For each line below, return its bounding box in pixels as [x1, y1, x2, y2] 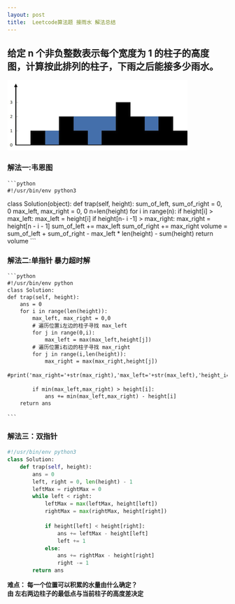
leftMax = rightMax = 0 [32, 485, 101, 492]
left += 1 [57, 537, 86, 544]
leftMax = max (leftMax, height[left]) [44, 500, 158, 508]
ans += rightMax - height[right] [57, 552, 155, 559]
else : [44, 544, 61, 552]
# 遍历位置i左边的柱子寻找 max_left [32, 322, 127, 329]
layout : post [7, 11, 45, 18]
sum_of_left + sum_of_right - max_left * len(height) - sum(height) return [7, 229, 213, 238]
